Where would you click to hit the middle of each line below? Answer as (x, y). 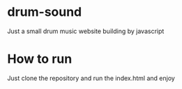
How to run (40, 59)
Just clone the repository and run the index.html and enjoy (91, 78)
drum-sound (45, 12)
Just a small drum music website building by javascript (86, 31)
